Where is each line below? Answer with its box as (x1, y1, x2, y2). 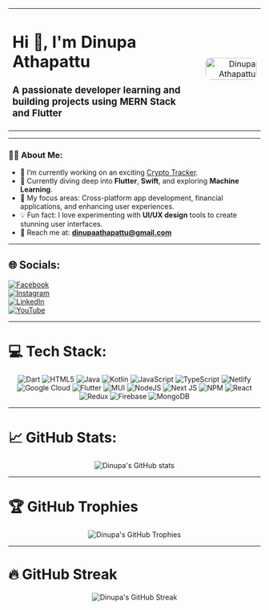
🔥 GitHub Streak (8, 565, 118, 584)
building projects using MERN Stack (12, 95, 176, 107)
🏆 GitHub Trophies (8, 497, 139, 515)
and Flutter (12, 107, 62, 119)
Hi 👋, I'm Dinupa (12, 31, 137, 52)
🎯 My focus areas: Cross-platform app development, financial (19, 193, 223, 203)
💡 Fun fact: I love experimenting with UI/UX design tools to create (19, 210, 238, 220)
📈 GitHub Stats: (8, 428, 118, 446)
